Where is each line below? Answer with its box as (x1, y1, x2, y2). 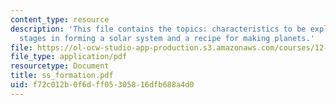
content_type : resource (10, 14, 110, 25)
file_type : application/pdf (10, 52, 128, 62)
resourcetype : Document (10, 61, 110, 71)
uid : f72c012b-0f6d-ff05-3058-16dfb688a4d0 (10, 80, 195, 90)
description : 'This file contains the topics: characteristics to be (10, 24, 307, 34)
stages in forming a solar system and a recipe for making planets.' (19, 33, 315, 43)
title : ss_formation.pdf (10, 71, 114, 81)
